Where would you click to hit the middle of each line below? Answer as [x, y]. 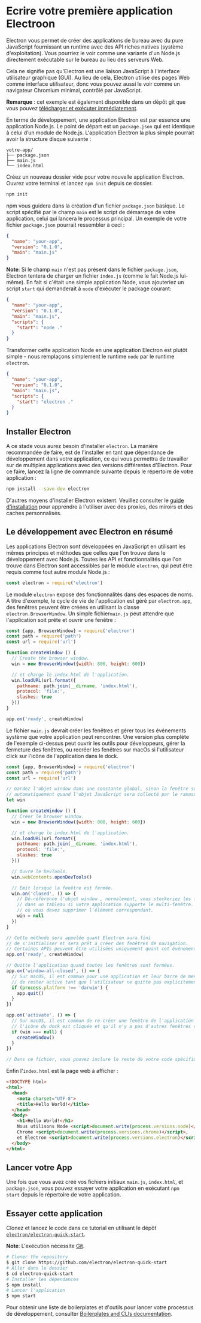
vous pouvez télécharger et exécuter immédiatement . [72, 108]
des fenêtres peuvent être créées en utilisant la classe [73, 607]
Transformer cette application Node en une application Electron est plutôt [97, 350]
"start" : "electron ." [45, 402]
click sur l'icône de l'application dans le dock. [62, 756]
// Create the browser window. [51, 659]
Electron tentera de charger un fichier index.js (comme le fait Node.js [92, 276]
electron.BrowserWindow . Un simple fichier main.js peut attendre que [90, 614]
